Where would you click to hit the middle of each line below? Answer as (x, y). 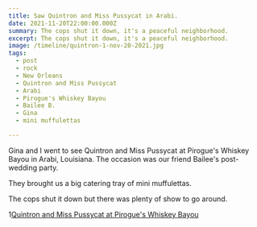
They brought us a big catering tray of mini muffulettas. (100, 183)
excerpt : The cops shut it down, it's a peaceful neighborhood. (118, 38)
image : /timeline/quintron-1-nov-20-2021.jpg (86, 46)
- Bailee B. (36, 105)
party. (49, 167)
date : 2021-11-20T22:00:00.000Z (62, 23)
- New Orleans (39, 76)
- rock (27, 68)
